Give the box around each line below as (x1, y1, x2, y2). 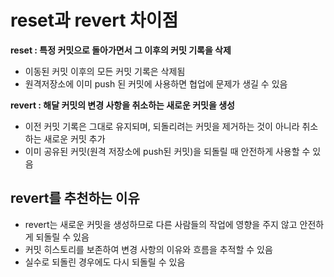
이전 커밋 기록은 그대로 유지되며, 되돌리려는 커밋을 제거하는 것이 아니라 (24, 120, 300, 132)
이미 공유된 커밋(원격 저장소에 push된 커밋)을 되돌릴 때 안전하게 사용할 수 (24, 145, 311, 157)
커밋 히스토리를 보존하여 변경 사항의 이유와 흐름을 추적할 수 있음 (24, 243, 273, 255)
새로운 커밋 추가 (43, 132, 106, 145)
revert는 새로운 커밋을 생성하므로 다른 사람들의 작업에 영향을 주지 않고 (24, 218, 298, 230)
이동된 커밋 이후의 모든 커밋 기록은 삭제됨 (24, 65, 186, 77)
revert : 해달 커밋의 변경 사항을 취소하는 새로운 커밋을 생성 (10, 99, 235, 111)
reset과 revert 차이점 (10, 9, 179, 32)
